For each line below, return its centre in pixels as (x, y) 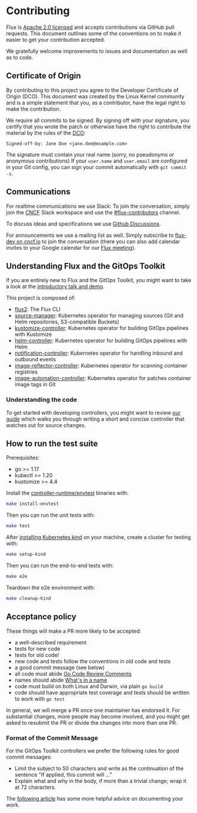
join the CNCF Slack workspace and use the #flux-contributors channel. (93, 212)
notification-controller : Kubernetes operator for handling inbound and (99, 353)
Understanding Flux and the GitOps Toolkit (86, 266)
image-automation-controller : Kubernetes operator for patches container (103, 378)
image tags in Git (35, 385)
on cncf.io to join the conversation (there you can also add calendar (98, 241)
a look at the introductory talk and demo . (55, 286)
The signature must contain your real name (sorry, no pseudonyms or (90, 154)
